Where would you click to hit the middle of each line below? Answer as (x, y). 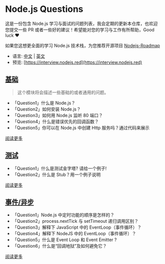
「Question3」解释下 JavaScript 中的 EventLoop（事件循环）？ (77, 227)
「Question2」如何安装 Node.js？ (46, 109)
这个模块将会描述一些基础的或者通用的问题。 (63, 92)
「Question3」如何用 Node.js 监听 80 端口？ (57, 115)
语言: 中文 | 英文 (29, 56)
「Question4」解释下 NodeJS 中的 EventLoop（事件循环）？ (74, 234)
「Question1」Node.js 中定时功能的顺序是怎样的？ (63, 215)
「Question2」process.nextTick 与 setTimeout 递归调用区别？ (75, 221)
